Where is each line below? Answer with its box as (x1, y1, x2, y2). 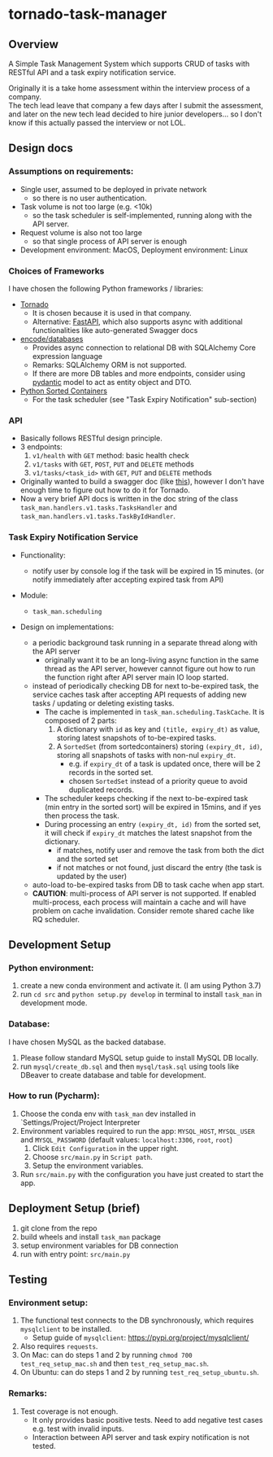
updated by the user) (56, 871, 128, 881)
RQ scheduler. (32, 914, 80, 924)
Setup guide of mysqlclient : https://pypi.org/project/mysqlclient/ (32, 1332, 249, 1343)
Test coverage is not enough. (19, 1406, 119, 1416)
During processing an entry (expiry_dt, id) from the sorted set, (44, 819, 262, 829)
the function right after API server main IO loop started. (44, 672, 229, 682)
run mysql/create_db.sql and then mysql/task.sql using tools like (19, 1061, 240, 1071)
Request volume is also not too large (19, 227, 142, 237)
